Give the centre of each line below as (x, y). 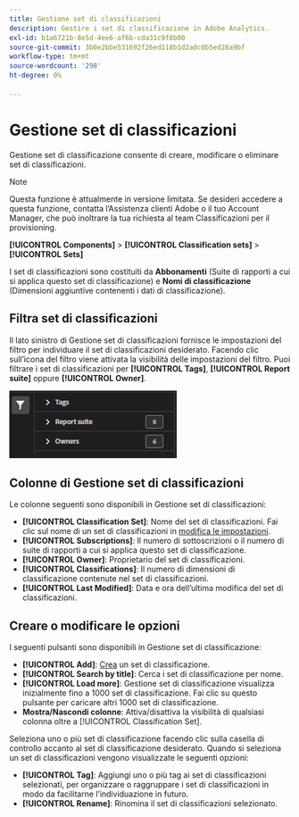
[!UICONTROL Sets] (46, 254)
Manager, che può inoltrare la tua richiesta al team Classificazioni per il (140, 218)
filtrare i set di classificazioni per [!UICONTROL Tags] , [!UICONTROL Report (149, 368)
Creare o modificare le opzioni (95, 625)
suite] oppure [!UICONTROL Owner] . (78, 378)
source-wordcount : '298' (55, 66)
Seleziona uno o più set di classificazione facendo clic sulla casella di (137, 739)
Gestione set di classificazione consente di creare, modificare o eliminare (144, 154)
